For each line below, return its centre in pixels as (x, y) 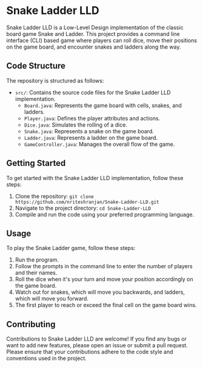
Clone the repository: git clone (54, 196)
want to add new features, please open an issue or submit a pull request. (97, 345)
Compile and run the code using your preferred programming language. (105, 214)
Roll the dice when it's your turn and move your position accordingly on (104, 279)
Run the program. (37, 260)
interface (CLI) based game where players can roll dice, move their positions (102, 40)
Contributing (31, 324)
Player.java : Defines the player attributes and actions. (92, 118)
